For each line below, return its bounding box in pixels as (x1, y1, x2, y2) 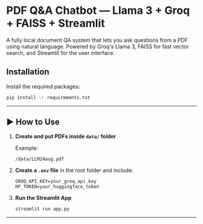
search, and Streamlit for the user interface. (6, 49, 115, 56)
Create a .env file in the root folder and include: (14, 167, 134, 174)
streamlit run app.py (14, 206, 69, 212)
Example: (14, 144, 39, 152)
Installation (6, 67, 50, 77)
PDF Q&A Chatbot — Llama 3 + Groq (6, 4, 190, 18)
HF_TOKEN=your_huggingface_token (14, 184, 100, 190)
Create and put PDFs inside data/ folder (14, 133, 117, 140)
